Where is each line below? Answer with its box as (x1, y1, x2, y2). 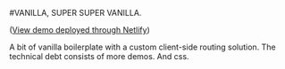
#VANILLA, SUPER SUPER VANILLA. (9, 8, 142, 18)
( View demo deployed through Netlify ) (9, 25, 150, 34)
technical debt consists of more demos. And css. (9, 51, 189, 61)
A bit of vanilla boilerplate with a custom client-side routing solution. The (9, 42, 276, 52)
